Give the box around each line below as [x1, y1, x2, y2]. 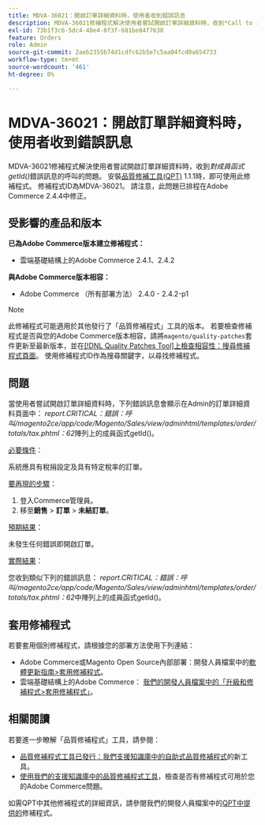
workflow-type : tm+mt [8, 56, 80, 64]
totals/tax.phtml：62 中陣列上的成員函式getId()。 [8, 592, 166, 602]
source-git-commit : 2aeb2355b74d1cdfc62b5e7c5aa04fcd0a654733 [8, 48, 217, 56]
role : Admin [8, 41, 47, 49]
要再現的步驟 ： [8, 479, 57, 489]
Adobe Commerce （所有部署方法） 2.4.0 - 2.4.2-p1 [19, 290, 189, 299]
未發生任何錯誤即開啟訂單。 [8, 539, 99, 549]
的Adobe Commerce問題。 [19, 781, 107, 791]
